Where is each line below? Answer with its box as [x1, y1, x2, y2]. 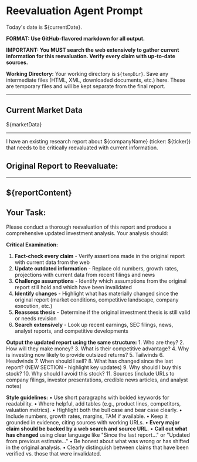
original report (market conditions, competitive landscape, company [14, 296, 179, 303]
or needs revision [14, 314, 57, 322]
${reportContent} [6, 188, 72, 197]
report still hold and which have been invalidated [14, 283, 132, 290]
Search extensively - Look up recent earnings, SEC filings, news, [14, 321, 174, 328]
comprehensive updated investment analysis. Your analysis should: [6, 229, 168, 236]
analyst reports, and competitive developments [14, 327, 129, 334]
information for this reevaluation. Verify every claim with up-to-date [6, 52, 176, 59]
